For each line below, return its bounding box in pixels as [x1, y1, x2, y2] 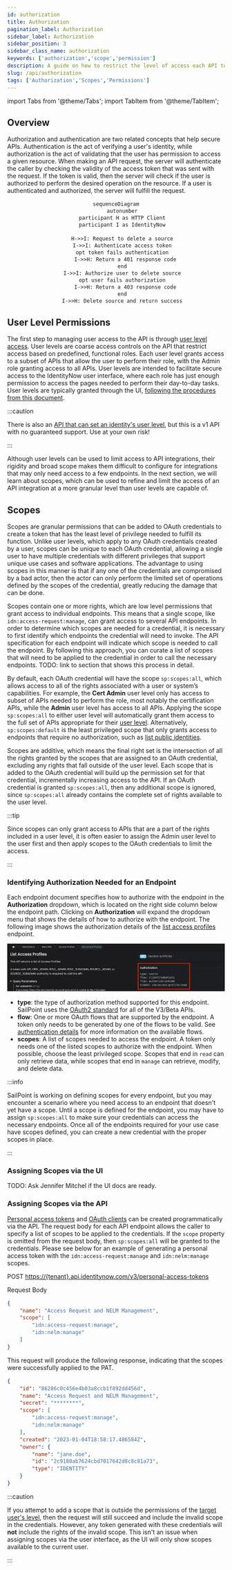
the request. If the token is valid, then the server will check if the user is [7, 172, 211, 180]
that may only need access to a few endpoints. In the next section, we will [7, 469, 217, 477]
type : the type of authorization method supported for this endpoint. [17, 998, 209, 1007]
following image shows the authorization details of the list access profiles [7, 922, 216, 931]
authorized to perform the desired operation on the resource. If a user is [7, 179, 212, 188]
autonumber [106, 208, 138, 214]
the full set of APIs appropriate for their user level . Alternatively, [7, 718, 188, 727]
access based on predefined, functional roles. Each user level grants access [7, 349, 224, 358]
